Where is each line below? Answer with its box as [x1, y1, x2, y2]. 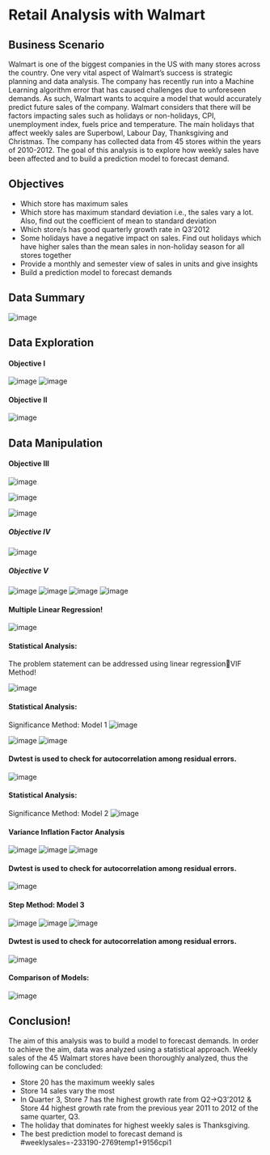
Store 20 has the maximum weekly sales [19, 1077, 155, 1087]
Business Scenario [8, 38, 105, 52]
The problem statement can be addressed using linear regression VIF [8, 659, 242, 669]
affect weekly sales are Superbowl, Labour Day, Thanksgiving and [8, 128, 229, 137]
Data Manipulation [8, 436, 103, 450]
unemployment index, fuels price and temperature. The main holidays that [8, 120, 255, 129]
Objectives [8, 177, 65, 191]
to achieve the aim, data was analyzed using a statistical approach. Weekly [8, 1044, 258, 1054]
